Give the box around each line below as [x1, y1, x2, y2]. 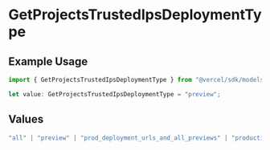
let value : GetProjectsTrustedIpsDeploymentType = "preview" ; [8, 90, 221, 98]
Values [8, 112, 44, 126]
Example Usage [8, 55, 88, 68]
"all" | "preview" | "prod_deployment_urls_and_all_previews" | [8, 134, 228, 142]
